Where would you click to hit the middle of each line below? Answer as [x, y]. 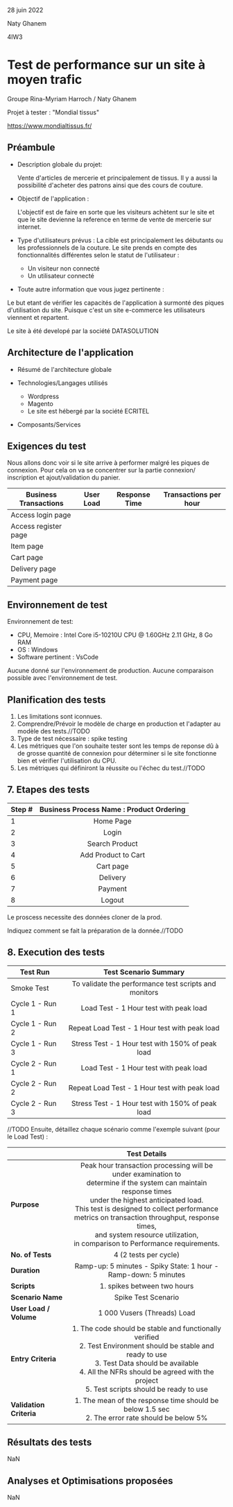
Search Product [113, 844]
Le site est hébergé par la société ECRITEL [88, 411]
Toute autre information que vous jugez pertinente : [90, 289]
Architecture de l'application [70, 353]
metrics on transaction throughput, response [147, 1217]
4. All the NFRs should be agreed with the [147, 1372]
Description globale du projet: [60, 164]
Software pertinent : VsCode [58, 657]
